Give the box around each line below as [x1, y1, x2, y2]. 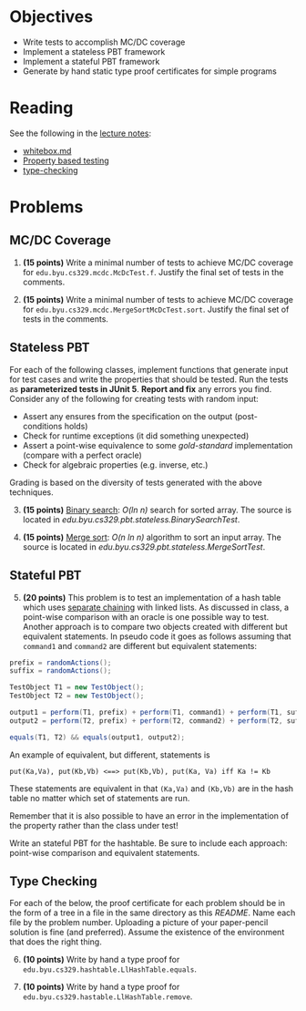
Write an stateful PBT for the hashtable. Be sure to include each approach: [9, 837, 289, 849]
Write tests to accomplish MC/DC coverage [22, 36, 186, 47]
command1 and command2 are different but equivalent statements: [22, 640, 258, 651]
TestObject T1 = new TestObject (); [9, 683, 145, 692]
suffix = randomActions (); [9, 666, 112, 676]
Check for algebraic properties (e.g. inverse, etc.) [22, 459, 209, 470]
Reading [9, 98, 74, 119]
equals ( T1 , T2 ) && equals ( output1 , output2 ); [9, 732, 185, 742]
